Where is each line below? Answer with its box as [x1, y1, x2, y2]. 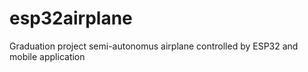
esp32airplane [9, 7, 133, 30]
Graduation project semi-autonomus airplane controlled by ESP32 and [9, 40, 299, 52]
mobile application [9, 50, 86, 62]
